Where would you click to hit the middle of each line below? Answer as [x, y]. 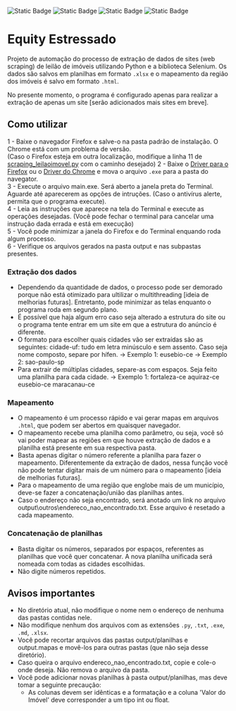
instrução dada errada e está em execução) [70, 224]
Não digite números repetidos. [62, 571]
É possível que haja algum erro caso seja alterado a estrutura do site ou [121, 317]
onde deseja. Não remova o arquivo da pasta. [83, 670]
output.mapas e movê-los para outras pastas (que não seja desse [113, 648]
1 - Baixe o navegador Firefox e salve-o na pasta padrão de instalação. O [113, 141]
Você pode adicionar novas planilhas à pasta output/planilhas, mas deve [122, 678]
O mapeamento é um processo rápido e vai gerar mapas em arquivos [118, 418]
